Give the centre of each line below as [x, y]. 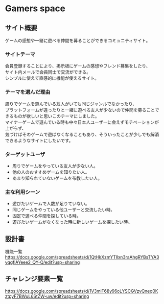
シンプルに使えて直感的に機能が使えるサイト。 [52, 78]
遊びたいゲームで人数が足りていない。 [51, 204]
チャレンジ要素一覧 [34, 279]
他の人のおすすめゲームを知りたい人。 [51, 172]
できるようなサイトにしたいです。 [39, 140]
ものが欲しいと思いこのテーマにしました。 [56, 116]
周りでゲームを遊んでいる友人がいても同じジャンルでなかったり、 [71, 104]
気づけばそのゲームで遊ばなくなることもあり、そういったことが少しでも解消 [82, 134]
